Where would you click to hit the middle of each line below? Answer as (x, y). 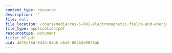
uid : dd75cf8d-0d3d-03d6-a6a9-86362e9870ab (52, 43)
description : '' (23, 15)
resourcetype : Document (31, 33)
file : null (17, 19)
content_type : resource (31, 10)
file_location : (21, 24)
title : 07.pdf (20, 38)
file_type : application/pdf (35, 29)
